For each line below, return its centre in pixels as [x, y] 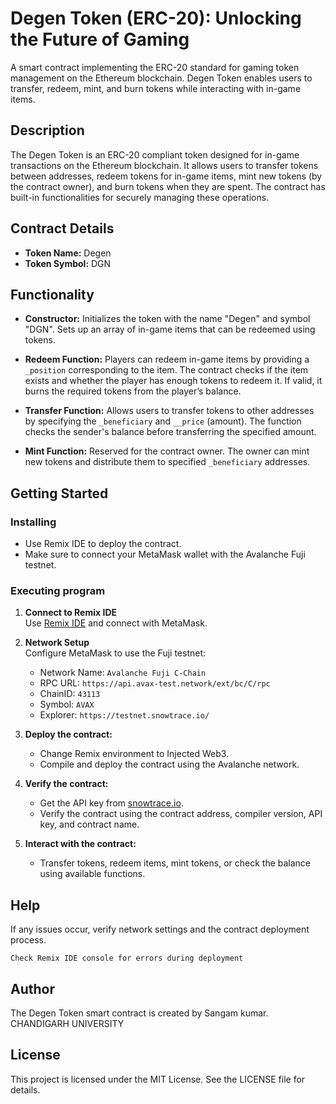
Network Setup [57, 643]
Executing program [58, 590]
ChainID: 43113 [70, 694]
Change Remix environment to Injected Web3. [134, 754]
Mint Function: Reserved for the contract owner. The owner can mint [167, 451]
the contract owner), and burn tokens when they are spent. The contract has [168, 186]
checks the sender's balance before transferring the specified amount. [170, 432]
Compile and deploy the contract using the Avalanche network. [169, 764]
